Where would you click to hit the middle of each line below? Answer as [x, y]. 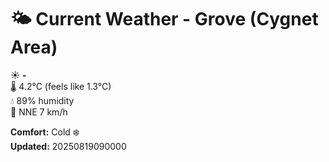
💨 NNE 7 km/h [39, 112]
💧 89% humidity [42, 100]
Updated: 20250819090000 [68, 146]
